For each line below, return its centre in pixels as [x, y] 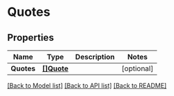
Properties [31, 38]
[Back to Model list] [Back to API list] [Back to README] [87, 86]
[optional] [137, 68]
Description [95, 57]
